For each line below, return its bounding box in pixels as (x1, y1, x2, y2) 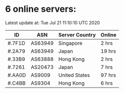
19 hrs (101, 48, 117, 55)
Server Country (58, 31, 96, 38)
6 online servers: (5, 3, 76, 15)
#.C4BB (7, 80, 26, 87)
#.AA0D (7, 71, 26, 78)
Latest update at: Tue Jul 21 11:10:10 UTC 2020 (5, 20, 100, 26)
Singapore (58, 39, 83, 46)
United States (58, 71, 90, 78)
